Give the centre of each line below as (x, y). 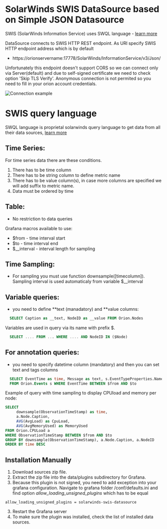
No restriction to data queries (42, 219)
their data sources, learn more (36, 132)
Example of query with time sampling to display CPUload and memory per (81, 393)
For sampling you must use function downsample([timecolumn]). (79, 276)
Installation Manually (38, 460)
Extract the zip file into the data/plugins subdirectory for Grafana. (79, 477)
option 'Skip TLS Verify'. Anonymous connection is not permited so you (78, 78)
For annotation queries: (42, 352)
